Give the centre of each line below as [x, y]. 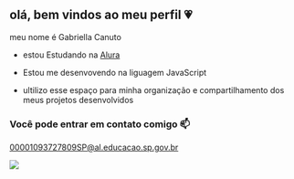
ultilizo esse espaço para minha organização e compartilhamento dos [153, 89]
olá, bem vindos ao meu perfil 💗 [101, 15]
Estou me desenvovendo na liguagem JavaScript [115, 72]
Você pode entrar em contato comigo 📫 [100, 124]
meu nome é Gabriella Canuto [65, 37]
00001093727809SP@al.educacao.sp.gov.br [94, 147]
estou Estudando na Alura [71, 55]
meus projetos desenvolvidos [78, 100]
